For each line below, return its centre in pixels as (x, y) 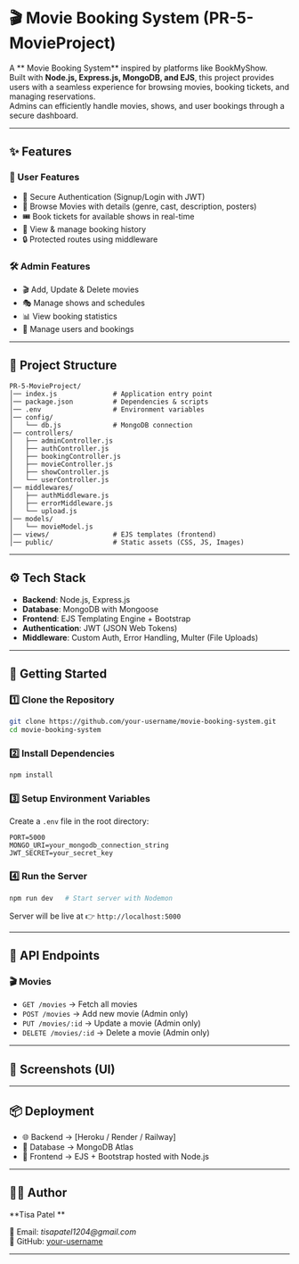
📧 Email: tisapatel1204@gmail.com (73, 1231)
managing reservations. (53, 96)
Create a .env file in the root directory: (79, 821)
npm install (31, 775)
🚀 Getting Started (58, 674)
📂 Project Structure (63, 366)
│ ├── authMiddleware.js (59, 495)
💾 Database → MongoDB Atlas (77, 1147)
